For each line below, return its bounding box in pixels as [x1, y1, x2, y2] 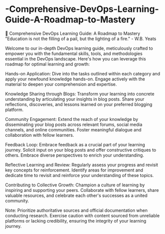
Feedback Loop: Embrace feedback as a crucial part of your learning [5, 141, 145, 147]
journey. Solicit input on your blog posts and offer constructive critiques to [5, 147, 157, 153]
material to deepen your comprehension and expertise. [5, 81, 117, 87]
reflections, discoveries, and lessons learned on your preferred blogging [5, 101, 153, 107]
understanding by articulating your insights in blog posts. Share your [5, 96, 145, 102]
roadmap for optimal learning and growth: [5, 61, 90, 67]
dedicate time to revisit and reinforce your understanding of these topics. [5, 172, 154, 178]
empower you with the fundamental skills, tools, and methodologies [5, 51, 143, 57]
